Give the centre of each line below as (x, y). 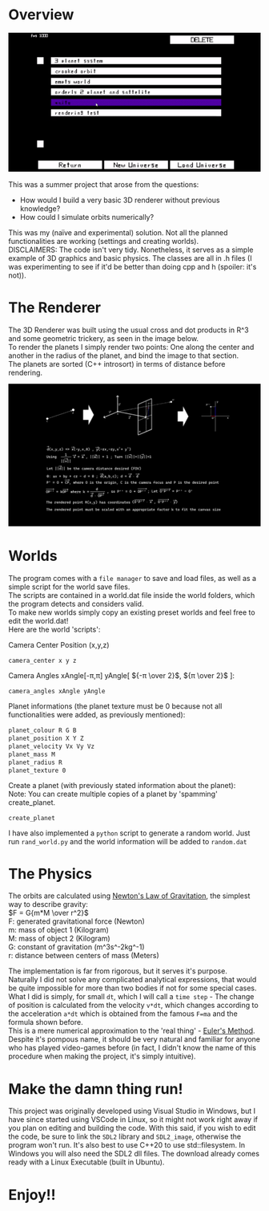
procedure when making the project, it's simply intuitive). (102, 1056)
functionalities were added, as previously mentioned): (97, 714)
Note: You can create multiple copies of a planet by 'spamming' (113, 794)
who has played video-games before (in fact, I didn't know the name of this (132, 1048)
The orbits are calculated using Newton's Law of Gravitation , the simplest (129, 896)
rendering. (25, 373)
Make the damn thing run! (96, 1089)
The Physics (50, 874)
